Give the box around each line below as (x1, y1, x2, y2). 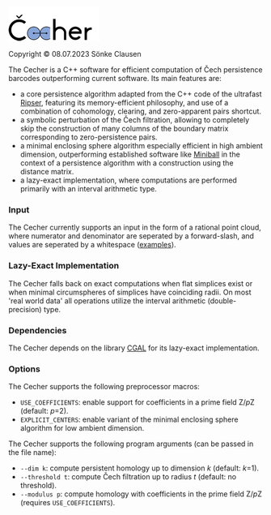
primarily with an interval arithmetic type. (19, 184, 158, 193)
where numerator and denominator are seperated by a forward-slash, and (8, 231, 255, 241)
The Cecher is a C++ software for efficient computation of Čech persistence (8, 65, 263, 75)
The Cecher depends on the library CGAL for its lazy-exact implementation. (8, 343, 260, 353)
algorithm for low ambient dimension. (19, 423, 145, 433)
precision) (8, 304, 42, 314)
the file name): (8, 448, 57, 457)
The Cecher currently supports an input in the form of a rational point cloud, (8, 222, 261, 233)
